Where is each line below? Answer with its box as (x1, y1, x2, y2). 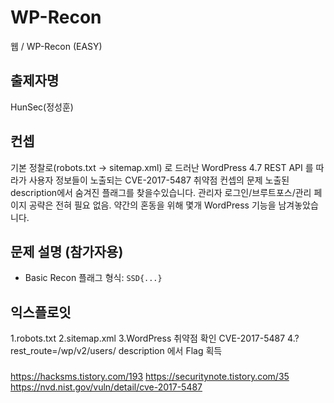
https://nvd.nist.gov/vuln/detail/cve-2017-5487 (10, 381, 203, 393)
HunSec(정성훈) (10, 101, 74, 113)
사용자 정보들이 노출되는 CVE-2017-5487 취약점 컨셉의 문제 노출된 (28, 174, 290, 186)
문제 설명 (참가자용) (10, 243, 124, 260)
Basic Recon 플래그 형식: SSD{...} (24, 272, 163, 284)
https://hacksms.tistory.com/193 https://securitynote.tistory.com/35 (10, 371, 290, 383)
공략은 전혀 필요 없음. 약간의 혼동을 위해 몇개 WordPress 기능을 (28, 199, 277, 211)
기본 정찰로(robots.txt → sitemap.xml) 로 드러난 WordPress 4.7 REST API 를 (10, 161, 314, 173)
